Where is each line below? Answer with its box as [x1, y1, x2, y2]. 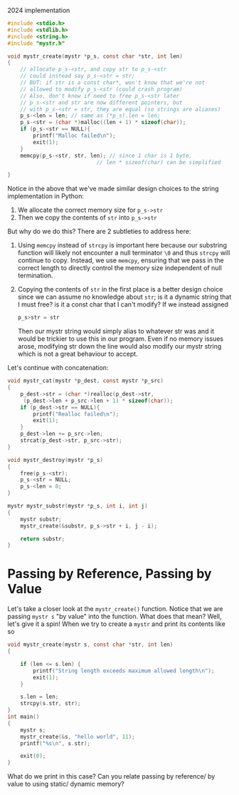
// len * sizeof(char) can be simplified [96, 158, 221, 166]
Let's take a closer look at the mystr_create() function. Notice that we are [7, 605, 223, 613]
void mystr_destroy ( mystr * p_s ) [7, 456, 103, 463]
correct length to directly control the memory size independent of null [17, 264, 222, 272]
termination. [17, 271, 53, 280]
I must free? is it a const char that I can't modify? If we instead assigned [17, 300, 229, 309]
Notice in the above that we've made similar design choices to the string [7, 185, 219, 193]
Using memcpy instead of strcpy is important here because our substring [17, 241, 228, 250]
